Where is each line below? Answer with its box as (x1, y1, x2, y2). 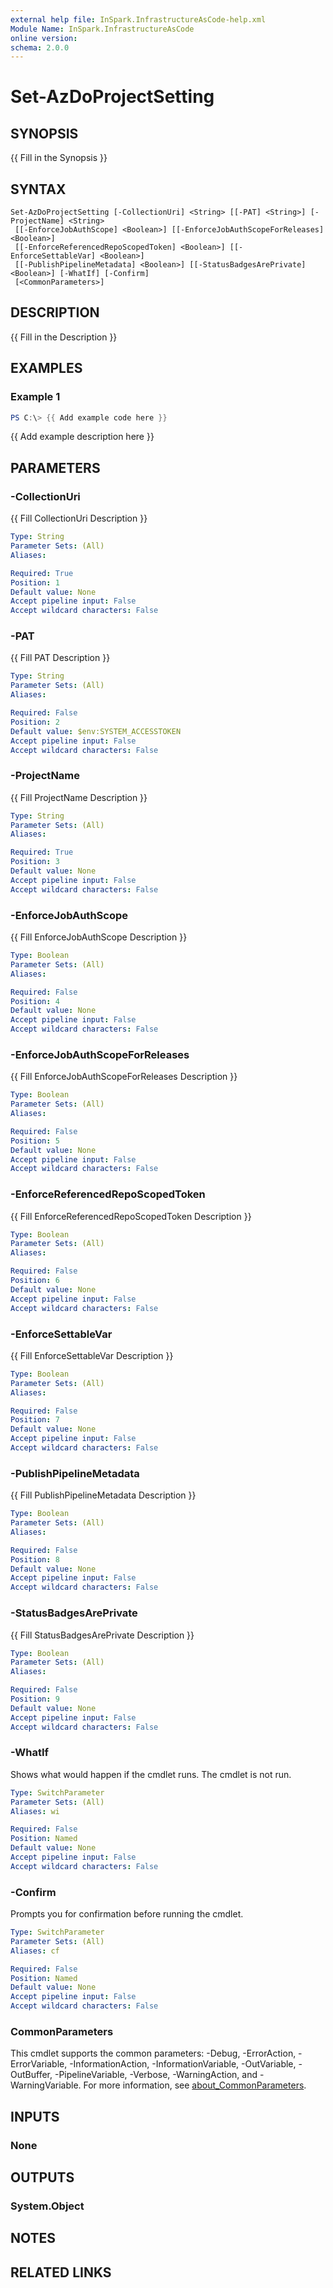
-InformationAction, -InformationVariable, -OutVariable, (69, 2058, 297, 2070)
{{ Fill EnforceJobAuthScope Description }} (10, 931, 188, 943)
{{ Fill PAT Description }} (10, 652, 111, 664)
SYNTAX (10, 181, 67, 198)
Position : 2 (10, 717, 60, 727)
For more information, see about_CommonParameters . (83, 2079, 307, 2091)
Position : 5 (10, 1136, 60, 1146)
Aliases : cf (10, 1946, 60, 1956)
